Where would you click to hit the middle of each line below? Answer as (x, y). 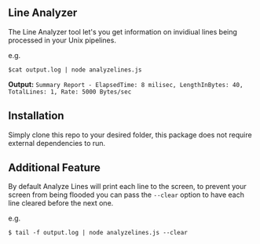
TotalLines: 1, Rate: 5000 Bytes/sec (70, 92)
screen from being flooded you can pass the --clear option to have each (126, 195)
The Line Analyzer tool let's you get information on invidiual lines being (123, 31)
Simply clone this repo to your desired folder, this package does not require (130, 135)
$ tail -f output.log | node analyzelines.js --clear (98, 233)
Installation (36, 116)
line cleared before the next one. (61, 203)
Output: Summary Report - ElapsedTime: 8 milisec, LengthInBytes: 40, (126, 84)
